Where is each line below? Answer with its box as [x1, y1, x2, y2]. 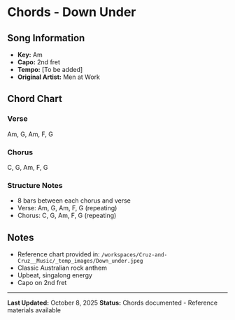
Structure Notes [7, 180, 63, 190]
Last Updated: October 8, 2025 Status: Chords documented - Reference [7, 298, 218, 307]
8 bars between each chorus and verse [17, 196, 131, 205]
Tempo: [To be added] [17, 66, 83, 73]
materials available [7, 306, 62, 314]
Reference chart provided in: [17, 250, 100, 259]
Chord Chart [7, 93, 63, 105]
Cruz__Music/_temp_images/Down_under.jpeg [17, 258, 143, 265]
